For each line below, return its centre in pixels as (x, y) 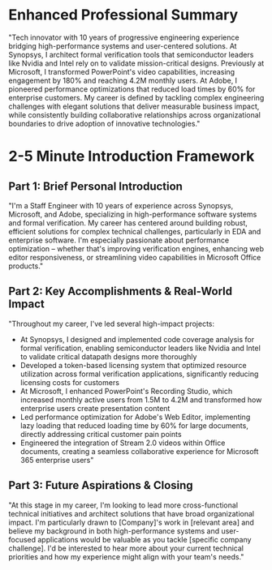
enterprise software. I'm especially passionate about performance (119, 240)
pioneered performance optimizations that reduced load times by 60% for (132, 89)
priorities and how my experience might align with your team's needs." (126, 556)
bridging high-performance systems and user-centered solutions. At (123, 45)
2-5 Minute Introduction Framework (132, 156)
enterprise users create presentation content (95, 408)
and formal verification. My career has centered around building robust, (128, 223)
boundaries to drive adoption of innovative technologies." (104, 123)
